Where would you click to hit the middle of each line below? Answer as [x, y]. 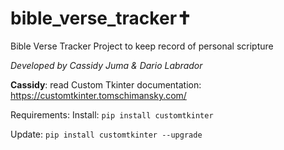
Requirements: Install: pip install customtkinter [112, 114]
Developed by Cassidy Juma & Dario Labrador [106, 65]
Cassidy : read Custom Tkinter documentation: [106, 84]
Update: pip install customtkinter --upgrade [106, 134]
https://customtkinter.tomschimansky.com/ [98, 95]
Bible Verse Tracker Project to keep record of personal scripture [142, 46]
